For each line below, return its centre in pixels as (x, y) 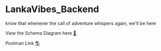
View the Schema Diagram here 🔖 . (42, 33)
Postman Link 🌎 (23, 43)
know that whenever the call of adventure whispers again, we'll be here (81, 23)
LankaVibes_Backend (52, 9)
